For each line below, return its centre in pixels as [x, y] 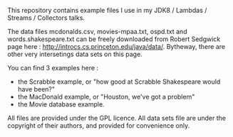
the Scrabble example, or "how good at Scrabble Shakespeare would [119, 82]
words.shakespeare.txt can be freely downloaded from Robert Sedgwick [114, 39]
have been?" [36, 89]
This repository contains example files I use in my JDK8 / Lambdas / [107, 10]
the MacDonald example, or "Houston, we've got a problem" [106, 97]
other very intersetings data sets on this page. [75, 54]
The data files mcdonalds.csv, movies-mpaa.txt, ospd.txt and [97, 32]
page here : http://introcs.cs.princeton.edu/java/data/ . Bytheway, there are [116, 46]
